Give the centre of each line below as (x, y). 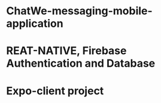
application (35, 24)
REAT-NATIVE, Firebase (66, 51)
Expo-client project (55, 91)
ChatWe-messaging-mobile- (79, 11)
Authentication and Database (81, 63)
